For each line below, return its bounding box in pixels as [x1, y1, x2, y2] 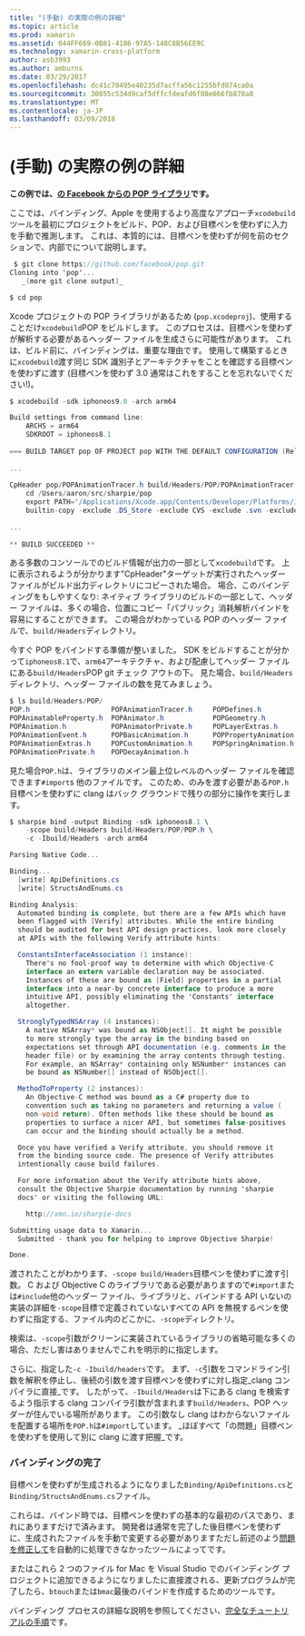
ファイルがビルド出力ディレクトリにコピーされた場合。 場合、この [9, 580, 258, 591]
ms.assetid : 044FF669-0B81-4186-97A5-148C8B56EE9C [9, 38, 205, 48]
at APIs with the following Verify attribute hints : [17, 934, 221, 943]
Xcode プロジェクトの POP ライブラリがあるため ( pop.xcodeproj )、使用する [9, 310, 292, 321]
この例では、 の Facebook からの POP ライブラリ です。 [9, 188, 214, 200]
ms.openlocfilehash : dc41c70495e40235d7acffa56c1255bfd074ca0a [9, 81, 254, 90]
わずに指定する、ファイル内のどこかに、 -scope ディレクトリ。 [9, 1314, 240, 1325]
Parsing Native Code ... [9, 851, 100, 860]
